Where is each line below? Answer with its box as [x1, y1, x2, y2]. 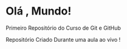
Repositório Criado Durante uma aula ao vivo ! [5, 36, 121, 43]
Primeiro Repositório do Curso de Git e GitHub [5, 24, 121, 31]
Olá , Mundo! [5, 4, 72, 18]
